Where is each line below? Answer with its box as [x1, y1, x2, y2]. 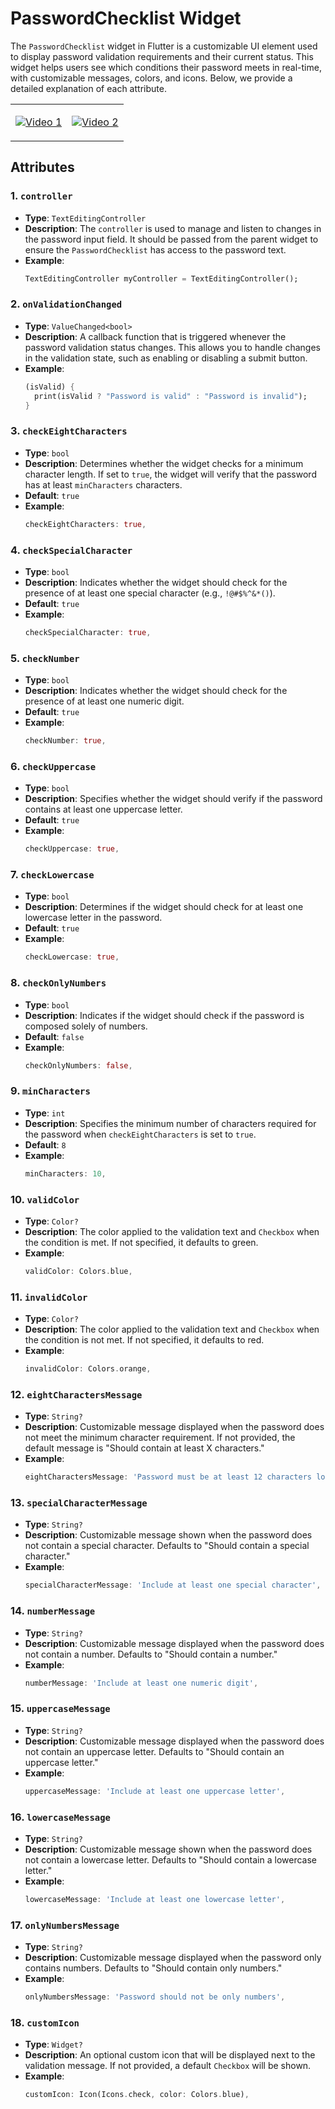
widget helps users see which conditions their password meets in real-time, [10, 61, 322, 73]
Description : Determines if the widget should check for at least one [24, 901, 304, 913]
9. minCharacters [10, 1084, 91, 1098]
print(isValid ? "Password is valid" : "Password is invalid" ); [34, 391, 308, 401]
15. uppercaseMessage [10, 1702, 111, 1716]
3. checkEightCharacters [10, 424, 128, 438]
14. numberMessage [10, 1604, 96, 1618]
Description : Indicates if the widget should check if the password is [24, 1009, 305, 1021]
